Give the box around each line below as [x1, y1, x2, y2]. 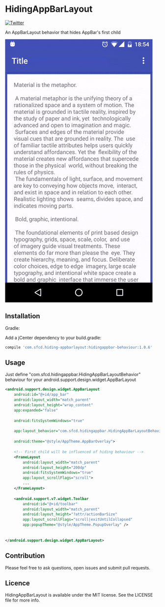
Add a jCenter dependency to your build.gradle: [5, 335, 102, 341]
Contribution [5, 552, 45, 560]
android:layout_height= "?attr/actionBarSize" [23, 512, 118, 517]
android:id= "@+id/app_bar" [14, 392, 69, 397]
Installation [5, 312, 40, 320]
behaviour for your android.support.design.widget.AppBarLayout [5, 377, 137, 383]
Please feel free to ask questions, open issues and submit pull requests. [5, 565, 151, 570]
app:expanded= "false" [14, 408, 58, 413]
